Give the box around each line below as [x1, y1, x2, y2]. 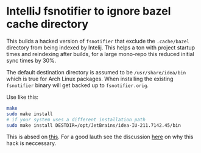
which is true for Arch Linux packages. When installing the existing [6, 75, 174, 82]
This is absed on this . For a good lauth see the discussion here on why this [6, 133, 194, 141]
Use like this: [6, 93, 38, 101]
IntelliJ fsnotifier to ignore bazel [6, 4, 171, 18]
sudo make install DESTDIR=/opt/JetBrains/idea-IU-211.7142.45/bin [6, 122, 182, 129]
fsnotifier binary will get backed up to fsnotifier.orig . [6, 81, 149, 89]
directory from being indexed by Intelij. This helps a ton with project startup [6, 44, 196, 51]
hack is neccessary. [6, 140, 57, 147]
